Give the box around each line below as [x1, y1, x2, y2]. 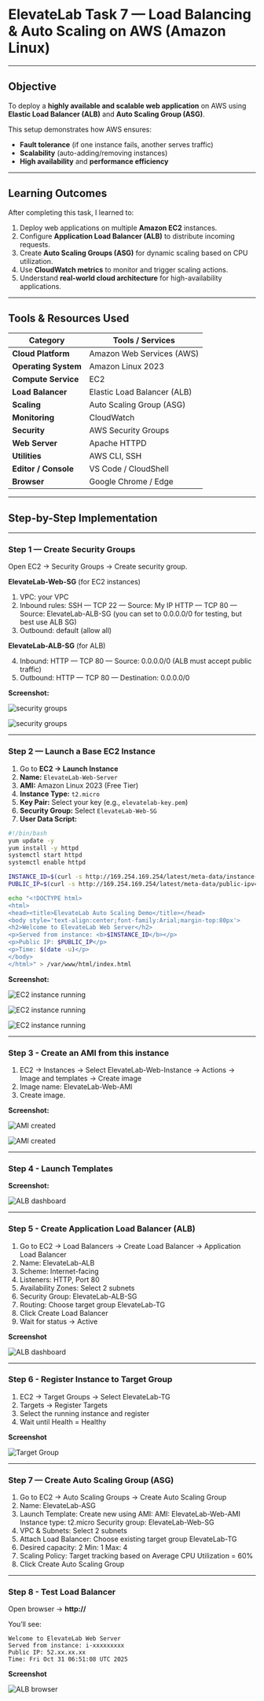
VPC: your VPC [19, 592, 69, 602]
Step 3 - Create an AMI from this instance [8, 1047, 170, 1058]
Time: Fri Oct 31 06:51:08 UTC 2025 [8, 1655, 128, 1663]
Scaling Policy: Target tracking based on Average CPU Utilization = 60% [19, 1551, 254, 1561]
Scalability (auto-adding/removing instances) [19, 148, 168, 157]
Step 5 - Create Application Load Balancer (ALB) [8, 1223, 196, 1234]
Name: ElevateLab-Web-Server [19, 772, 118, 781]
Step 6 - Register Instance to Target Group [8, 1374, 173, 1385]
